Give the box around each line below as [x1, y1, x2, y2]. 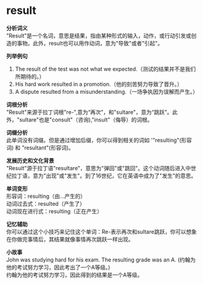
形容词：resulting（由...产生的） [6, 192, 86, 200]
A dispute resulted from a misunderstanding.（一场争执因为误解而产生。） [15, 88, 198, 95]
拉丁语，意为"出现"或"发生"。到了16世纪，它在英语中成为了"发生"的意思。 [11, 172, 197, 179]
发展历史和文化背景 [6, 157, 55, 164]
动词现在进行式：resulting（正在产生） [6, 207, 103, 215]
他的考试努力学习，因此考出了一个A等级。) [6, 263, 110, 271]
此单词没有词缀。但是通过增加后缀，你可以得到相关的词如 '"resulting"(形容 [6, 136, 192, 144]
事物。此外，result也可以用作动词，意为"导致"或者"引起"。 [16, 39, 164, 47]
